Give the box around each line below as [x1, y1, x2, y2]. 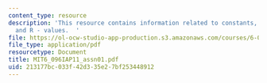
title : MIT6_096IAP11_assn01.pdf [8, 56, 119, 64]
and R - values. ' [15, 26, 80, 34]
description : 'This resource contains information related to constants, [8, 19, 258, 27]
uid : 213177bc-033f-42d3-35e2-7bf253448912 [8, 63, 155, 71]
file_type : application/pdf [8, 41, 102, 49]
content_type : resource [8, 11, 87, 20]
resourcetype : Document [8, 48, 87, 56]
